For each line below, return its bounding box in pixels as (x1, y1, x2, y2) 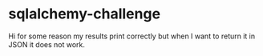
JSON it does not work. (8, 39, 86, 49)
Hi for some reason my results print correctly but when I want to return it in (8, 31, 256, 41)
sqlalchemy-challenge (8, 5, 161, 23)
